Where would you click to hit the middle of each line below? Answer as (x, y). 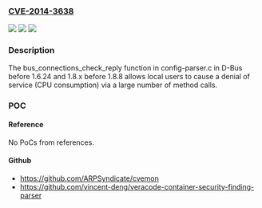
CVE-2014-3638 (41, 11)
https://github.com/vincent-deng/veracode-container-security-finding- (137, 186)
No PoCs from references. (51, 142)
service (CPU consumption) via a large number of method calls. (113, 85)
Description (32, 50)
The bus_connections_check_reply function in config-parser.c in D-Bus (125, 68)
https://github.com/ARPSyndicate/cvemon (89, 178)
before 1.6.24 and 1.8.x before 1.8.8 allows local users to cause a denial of (129, 76)
